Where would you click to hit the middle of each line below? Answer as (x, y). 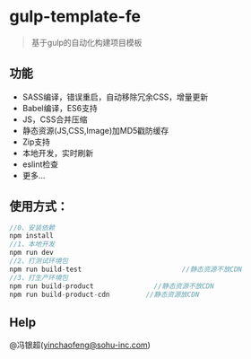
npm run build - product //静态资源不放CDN (112, 286)
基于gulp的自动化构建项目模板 (87, 42)
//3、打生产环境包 (39, 277)
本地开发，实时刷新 (58, 153)
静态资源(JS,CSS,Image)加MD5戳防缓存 (95, 130)
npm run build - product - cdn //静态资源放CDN (104, 294)
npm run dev (31, 253)
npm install (31, 236)
